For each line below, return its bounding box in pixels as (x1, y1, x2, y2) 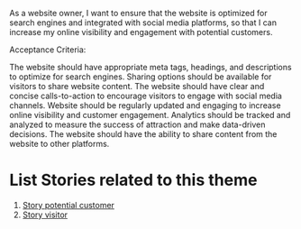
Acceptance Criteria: (9, 44, 87, 55)
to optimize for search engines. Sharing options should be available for (9, 71, 272, 82)
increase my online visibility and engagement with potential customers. (9, 27, 273, 37)
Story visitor (22, 209, 68, 220)
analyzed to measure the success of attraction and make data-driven (9, 119, 266, 130)
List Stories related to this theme (9, 170, 258, 190)
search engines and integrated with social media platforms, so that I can (9, 17, 278, 28)
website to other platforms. (9, 139, 110, 149)
